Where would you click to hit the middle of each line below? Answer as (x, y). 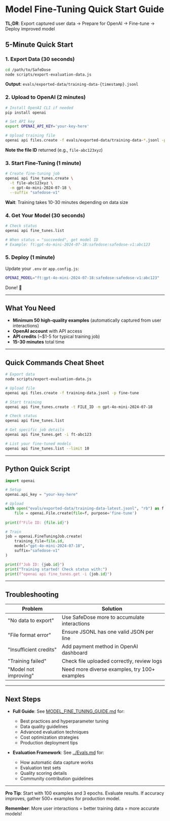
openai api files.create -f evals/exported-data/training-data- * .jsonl (82, 141)
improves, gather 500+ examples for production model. (63, 798)
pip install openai (26, 113)
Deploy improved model (30, 28)
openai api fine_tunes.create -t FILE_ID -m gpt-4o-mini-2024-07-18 (79, 407)
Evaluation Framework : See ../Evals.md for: (58, 752)
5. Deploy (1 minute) (30, 257)
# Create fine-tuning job (32, 174)
